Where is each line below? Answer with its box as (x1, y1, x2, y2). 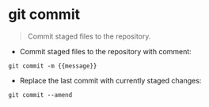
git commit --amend (8, 90, 73, 99)
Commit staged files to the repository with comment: (19, 46, 192, 56)
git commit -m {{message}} (8, 61, 97, 70)
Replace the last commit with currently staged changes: (19, 76, 202, 85)
